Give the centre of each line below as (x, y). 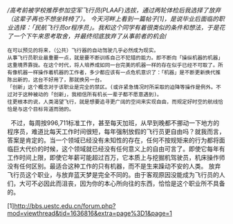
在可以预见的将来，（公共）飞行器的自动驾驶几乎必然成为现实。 (83, 50)
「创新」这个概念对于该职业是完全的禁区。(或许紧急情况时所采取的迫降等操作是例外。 (112, 87)
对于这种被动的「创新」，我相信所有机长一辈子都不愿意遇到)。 (87, 95)
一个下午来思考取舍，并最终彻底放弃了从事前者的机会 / (90, 36)
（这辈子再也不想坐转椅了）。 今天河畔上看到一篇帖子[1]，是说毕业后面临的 (113, 19)
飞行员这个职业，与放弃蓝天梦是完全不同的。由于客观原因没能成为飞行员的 (113, 175)
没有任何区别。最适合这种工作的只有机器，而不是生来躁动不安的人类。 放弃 (114, 166)
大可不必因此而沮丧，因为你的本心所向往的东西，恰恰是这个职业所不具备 (122, 183)
